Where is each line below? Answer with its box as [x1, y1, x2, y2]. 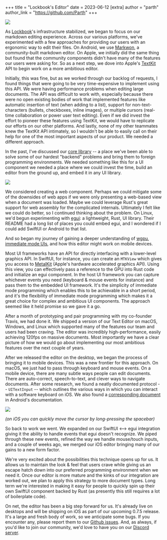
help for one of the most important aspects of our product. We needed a [5, 134, 153, 139]
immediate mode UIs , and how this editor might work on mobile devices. [5, 241, 153, 246]
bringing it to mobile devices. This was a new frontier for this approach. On [5, 360, 159, 365]
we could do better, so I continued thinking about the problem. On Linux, [5, 210, 154, 216]
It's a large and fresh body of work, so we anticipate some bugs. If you [5, 514, 150, 520]
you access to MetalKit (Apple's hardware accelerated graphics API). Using [5, 261, 160, 267]
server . [5, 530, 20, 536]
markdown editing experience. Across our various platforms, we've [5, 34, 143, 39]
